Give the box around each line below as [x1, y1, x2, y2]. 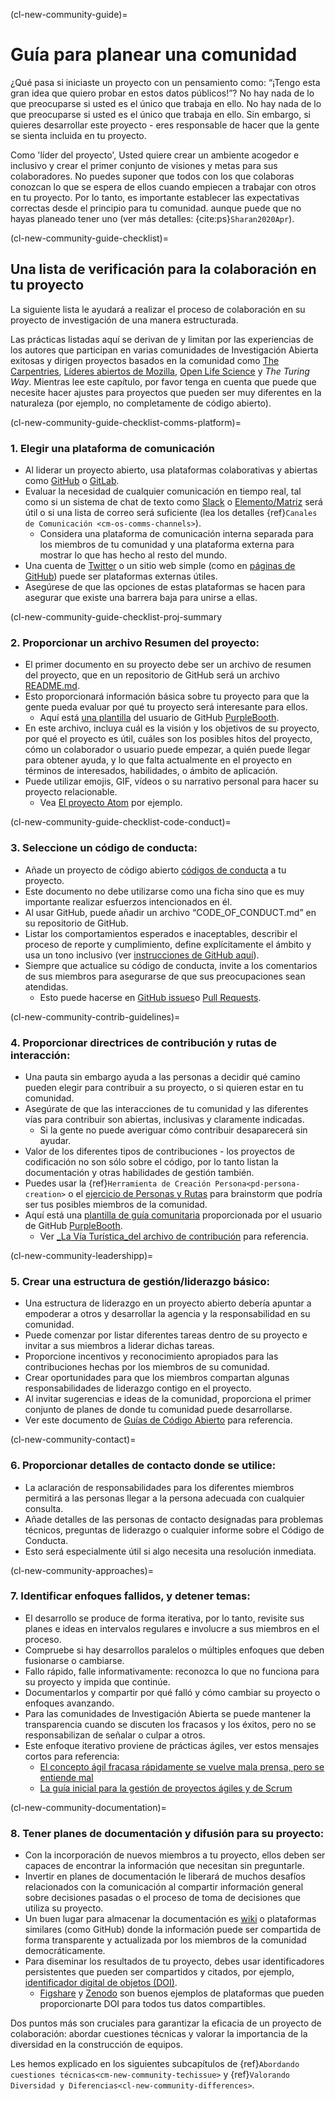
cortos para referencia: [24, 1750, 120, 1762]
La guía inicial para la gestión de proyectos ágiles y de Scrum [39, 1782, 293, 1794]
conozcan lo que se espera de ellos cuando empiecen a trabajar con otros [10, 180, 317, 193]
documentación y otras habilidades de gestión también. [24, 1166, 255, 1178]
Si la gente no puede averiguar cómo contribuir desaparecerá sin [39, 1124, 308, 1136]
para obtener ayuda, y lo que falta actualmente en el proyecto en [24, 754, 292, 766]
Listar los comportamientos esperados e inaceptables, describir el [24, 927, 298, 939]
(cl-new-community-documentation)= [10, 1801, 167, 1813]
